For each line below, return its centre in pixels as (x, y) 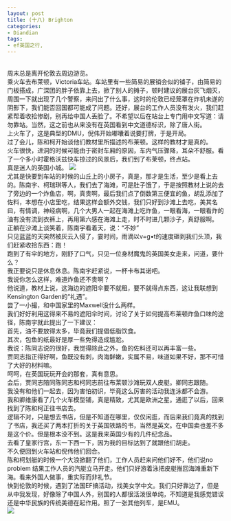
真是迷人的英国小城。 (37, 168)
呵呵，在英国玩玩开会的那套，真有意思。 (64, 374)
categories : (24, 26)
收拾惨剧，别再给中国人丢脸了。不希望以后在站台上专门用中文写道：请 (124, 116)
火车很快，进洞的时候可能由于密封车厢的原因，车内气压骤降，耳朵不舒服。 (112, 151)
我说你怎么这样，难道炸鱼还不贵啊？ (58, 279)
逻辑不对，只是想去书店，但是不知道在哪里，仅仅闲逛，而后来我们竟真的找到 (115, 417)
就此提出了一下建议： (67, 322)
